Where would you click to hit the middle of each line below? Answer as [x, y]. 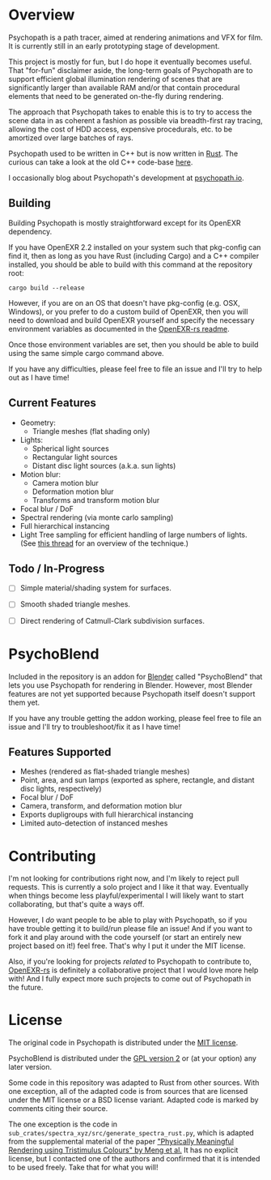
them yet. [24, 702]
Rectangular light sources [75, 457]
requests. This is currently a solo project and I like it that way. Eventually [129, 887]
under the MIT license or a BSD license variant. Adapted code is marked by [133, 1100]
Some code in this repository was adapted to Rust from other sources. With [134, 1083]
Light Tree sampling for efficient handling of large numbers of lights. [133, 534]
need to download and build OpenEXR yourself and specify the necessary [131, 320]
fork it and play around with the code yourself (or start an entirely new [125, 938]
